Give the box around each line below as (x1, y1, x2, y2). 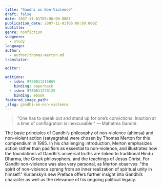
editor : (5, 66, 21, 71)
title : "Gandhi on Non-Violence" (5, 7, 73, 12)
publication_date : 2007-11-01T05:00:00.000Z (5, 21, 97, 26)
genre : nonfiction (5, 30, 42, 35)
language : (5, 43, 25, 48)
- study (9, 39, 25, 44)
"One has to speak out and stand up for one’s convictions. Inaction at (17, 115, 156, 121)
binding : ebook (14, 93, 45, 98)
